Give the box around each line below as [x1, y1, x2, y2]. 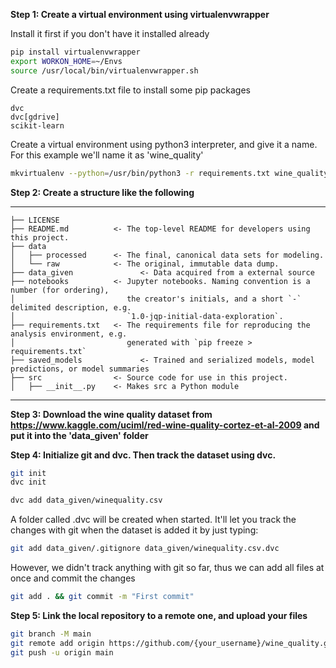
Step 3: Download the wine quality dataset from [10, 408, 213, 420]
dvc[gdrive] [10, 112, 60, 122]
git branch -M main [10, 629, 92, 639]
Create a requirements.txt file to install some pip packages [10, 84, 251, 96]
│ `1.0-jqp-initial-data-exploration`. [10, 311, 284, 321]
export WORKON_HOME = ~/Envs [10, 56, 123, 66]
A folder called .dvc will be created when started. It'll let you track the [10, 514, 297, 526]
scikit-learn [10, 120, 65, 131]
